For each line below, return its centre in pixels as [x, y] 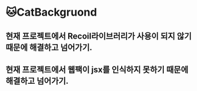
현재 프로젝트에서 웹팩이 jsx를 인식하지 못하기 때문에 [97, 70]
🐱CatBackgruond [52, 12]
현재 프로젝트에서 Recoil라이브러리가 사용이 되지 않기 [99, 36]
